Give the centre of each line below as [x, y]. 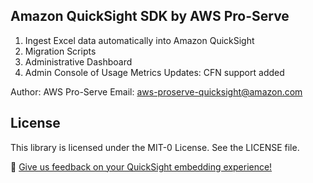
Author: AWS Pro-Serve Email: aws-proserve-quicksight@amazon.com [156, 91]
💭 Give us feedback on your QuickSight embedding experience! [141, 166]
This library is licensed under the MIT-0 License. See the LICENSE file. [155, 147]
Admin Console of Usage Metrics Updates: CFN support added [154, 72]
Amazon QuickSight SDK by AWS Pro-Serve [150, 16]
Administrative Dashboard [78, 61]
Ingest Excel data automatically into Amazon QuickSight [139, 40]
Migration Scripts [60, 51]
